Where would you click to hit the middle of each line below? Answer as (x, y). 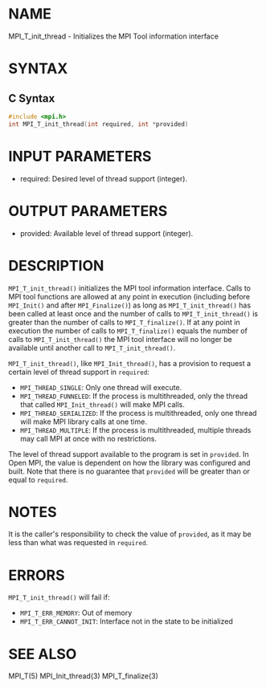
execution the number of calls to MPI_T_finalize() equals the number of (128, 331)
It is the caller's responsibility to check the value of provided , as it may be (130, 534)
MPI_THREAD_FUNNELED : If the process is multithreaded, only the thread (134, 396)
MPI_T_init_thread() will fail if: (59, 597)
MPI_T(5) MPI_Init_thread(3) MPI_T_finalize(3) (84, 676)
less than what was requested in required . (78, 543)
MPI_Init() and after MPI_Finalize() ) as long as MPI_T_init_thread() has (130, 305)
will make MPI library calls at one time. (83, 421)
